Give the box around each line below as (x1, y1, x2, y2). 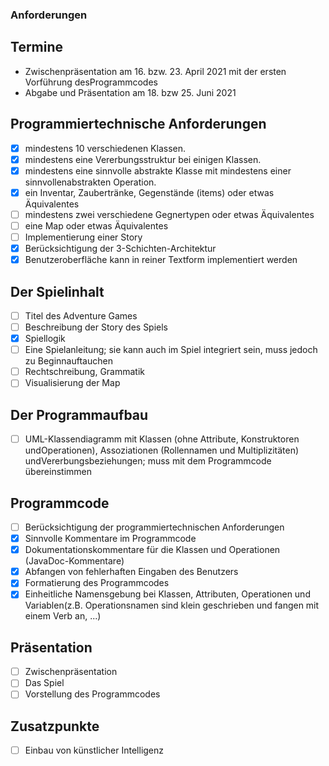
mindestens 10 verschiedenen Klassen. (24, 142, 187, 154)
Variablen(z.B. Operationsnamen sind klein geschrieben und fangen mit (24, 599, 320, 612)
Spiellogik (24, 333, 66, 345)
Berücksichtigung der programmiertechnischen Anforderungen (24, 521, 285, 533)
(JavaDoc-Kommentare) (24, 555, 125, 567)
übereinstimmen (24, 466, 92, 478)
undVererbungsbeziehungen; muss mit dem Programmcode (24, 455, 272, 467)
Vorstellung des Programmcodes (24, 688, 161, 700)
